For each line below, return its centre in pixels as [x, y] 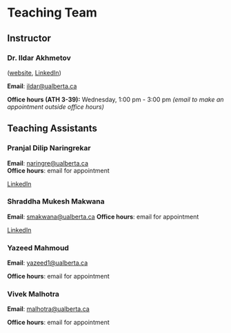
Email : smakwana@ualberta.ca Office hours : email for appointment [103, 216]
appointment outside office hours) [56, 107]
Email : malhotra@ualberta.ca [48, 309]
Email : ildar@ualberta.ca [42, 86]
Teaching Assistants [52, 129]
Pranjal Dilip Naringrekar [49, 148]
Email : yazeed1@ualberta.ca [48, 263]
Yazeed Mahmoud [38, 248]
